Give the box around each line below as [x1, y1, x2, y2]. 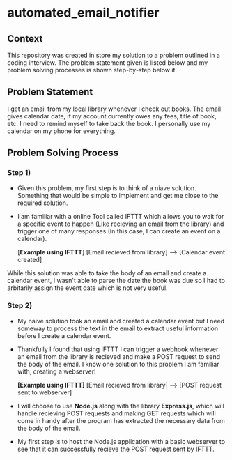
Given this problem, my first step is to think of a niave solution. [17, 183, 196, 192]
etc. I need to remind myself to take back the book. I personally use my [7, 119, 211, 128]
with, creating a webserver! [17, 367, 96, 376]
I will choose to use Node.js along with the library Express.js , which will [17, 401, 224, 410]
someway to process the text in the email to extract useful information [17, 324, 219, 332]
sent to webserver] [17, 388, 72, 397]
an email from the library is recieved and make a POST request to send [17, 352, 221, 360]
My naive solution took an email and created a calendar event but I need [17, 316, 225, 325]
